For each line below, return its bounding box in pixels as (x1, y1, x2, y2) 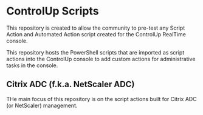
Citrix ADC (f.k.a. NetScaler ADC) (6, 79, 135, 90)
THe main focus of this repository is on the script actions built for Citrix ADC (6, 95, 197, 102)
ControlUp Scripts (6, 4, 99, 18)
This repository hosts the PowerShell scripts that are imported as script (6, 48, 185, 56)
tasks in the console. (6, 62, 58, 69)
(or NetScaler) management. (6, 102, 78, 109)
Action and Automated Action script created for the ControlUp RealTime (6, 30, 187, 38)
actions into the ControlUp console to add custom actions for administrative (6, 55, 196, 62)
